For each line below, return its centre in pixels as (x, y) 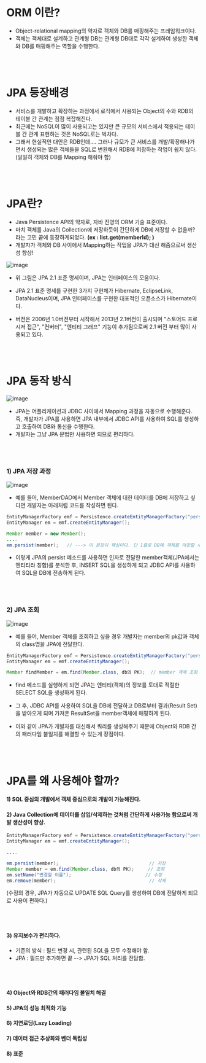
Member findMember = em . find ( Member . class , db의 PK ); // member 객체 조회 (102, 672)
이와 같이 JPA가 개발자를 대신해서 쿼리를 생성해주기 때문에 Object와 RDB (102, 726)
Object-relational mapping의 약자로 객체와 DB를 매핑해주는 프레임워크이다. (106, 31)
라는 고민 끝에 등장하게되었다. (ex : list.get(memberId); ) (85, 237)
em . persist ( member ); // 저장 (86, 863)
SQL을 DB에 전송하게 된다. (54, 573)
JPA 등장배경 (38, 93)
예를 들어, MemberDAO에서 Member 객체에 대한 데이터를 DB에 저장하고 (102, 497)
